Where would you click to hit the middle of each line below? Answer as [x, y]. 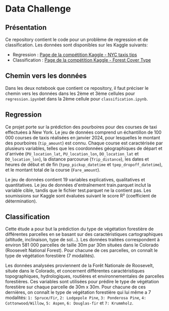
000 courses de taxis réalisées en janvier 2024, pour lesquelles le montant [83, 137]
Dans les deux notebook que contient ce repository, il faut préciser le [77, 88]
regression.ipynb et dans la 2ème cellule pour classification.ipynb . [76, 98]
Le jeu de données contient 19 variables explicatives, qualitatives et [75, 179]
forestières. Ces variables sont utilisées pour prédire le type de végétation [82, 282]
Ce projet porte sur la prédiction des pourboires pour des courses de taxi [81, 127]
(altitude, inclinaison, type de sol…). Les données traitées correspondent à [82, 240]
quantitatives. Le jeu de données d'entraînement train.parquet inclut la [78, 185]
